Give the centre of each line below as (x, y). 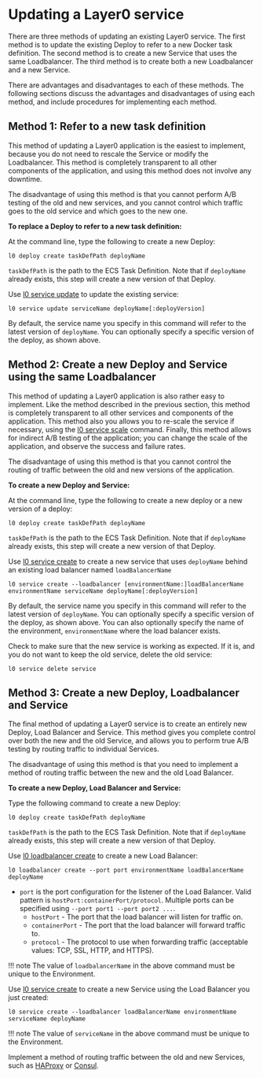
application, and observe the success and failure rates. (97, 446)
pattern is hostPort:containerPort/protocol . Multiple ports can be (126, 900)
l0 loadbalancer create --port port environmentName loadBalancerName (126, 871)
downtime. (25, 179)
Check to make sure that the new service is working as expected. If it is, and (131, 646)
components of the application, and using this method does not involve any (130, 170)
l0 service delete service (52, 669)
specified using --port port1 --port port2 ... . (97, 909)
